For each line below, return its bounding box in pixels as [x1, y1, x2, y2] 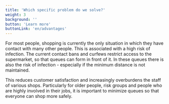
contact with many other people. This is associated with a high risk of [5, 46, 151, 52]
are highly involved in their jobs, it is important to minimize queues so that [5, 88, 159, 94]
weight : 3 [5, 12, 26, 17]
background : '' [5, 17, 38, 22]
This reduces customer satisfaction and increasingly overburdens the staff [5, 77, 161, 83]
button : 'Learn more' [5, 21, 51, 27]
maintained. [5, 67, 30, 74]
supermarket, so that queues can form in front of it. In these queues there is [5, 56, 164, 62]
